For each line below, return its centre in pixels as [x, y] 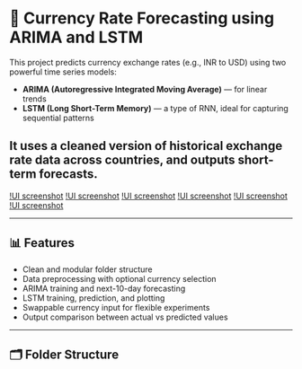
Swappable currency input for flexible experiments [116, 307]
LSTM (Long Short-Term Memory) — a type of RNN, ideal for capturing [155, 108]
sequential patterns [58, 118]
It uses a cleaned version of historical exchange [146, 146]
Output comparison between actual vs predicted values [125, 317]
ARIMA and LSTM [76, 37]
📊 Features [42, 243]
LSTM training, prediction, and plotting [93, 298]
